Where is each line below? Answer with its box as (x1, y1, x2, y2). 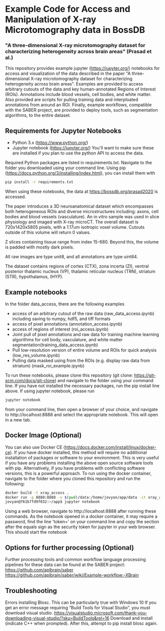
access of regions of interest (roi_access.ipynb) (12, 326, 109, 332)
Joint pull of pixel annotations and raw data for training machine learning (12, 331, 160, 337)
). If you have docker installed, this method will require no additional (10, 449, 147, 455)
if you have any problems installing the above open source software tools (5, 460, 153, 466)
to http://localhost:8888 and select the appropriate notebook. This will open (5, 412, 159, 418)
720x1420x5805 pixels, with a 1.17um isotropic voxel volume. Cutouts (5, 224, 145, 230)
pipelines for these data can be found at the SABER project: (5, 562, 125, 568)
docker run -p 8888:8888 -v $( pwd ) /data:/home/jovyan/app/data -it (5, 495, 146, 500)
